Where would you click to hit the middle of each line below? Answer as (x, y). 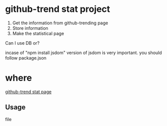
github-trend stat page (28, 92)
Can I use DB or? (22, 43)
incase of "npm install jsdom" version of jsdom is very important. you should (83, 53)
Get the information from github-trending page (60, 23)
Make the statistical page (38, 33)
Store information (30, 28)
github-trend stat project (58, 9)
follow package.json (26, 58)
